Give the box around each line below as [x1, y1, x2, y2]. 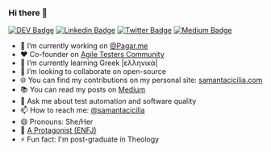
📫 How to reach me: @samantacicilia [19, 105, 145, 115]
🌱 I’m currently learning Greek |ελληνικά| [19, 58, 159, 68]
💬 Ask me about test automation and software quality [19, 97, 197, 106]
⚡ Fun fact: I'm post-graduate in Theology [19, 134, 160, 144]
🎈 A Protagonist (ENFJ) [19, 125, 97, 135]
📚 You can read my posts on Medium [19, 84, 146, 95]
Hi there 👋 [8, 7, 48, 18]
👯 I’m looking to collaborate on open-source [19, 67, 167, 76]
